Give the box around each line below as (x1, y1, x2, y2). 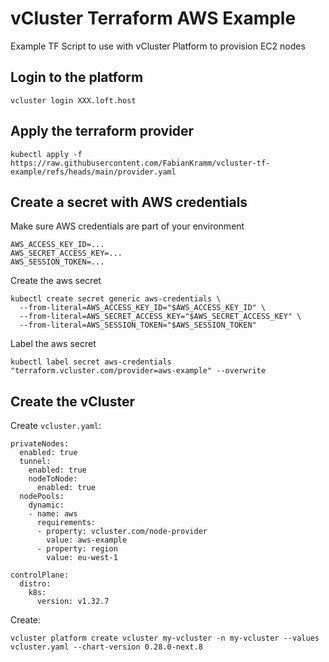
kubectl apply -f (10, 149, 83, 159)
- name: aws (28, 509, 78, 519)
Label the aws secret (10, 338, 97, 350)
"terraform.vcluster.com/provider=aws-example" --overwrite (10, 366, 267, 376)
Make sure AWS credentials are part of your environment (10, 220, 245, 232)
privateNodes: (10, 439, 70, 449)
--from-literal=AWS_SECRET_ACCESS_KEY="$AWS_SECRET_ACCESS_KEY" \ (19, 312, 302, 322)
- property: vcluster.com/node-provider (36, 527, 208, 537)
